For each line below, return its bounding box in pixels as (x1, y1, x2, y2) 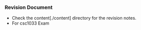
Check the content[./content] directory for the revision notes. (11, 15, 137, 21)
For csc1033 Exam (11, 20, 49, 26)
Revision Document (4, 4, 53, 11)
